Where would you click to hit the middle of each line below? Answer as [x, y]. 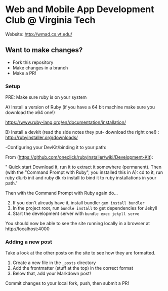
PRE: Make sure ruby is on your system [46, 97]
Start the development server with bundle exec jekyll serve [76, 213]
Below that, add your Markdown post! [52, 274]
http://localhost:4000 [27, 229]
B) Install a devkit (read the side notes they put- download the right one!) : [82, 132]
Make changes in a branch [40, 67]
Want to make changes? [44, 50]
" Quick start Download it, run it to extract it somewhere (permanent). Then [83, 167]
